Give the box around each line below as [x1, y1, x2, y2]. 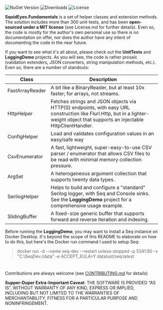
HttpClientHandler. [50, 123, 94, 129]
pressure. [50, 162, 73, 169]
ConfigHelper [7, 133, 38, 140]
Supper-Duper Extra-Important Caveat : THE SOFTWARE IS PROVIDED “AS [5, 280, 156, 286]
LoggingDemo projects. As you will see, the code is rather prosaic [5, 54, 137, 60]
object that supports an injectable [67, 116, 144, 123]
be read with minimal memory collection [50, 156, 142, 163]
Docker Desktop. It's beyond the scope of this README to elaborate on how [5, 234, 157, 239]
